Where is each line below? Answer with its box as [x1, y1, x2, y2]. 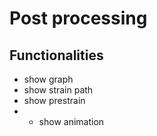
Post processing [9, 7, 148, 30]
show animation [38, 116, 105, 127]
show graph [23, 73, 74, 85]
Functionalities [9, 47, 104, 64]
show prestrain [23, 95, 86, 106]
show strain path [23, 84, 94, 96]
